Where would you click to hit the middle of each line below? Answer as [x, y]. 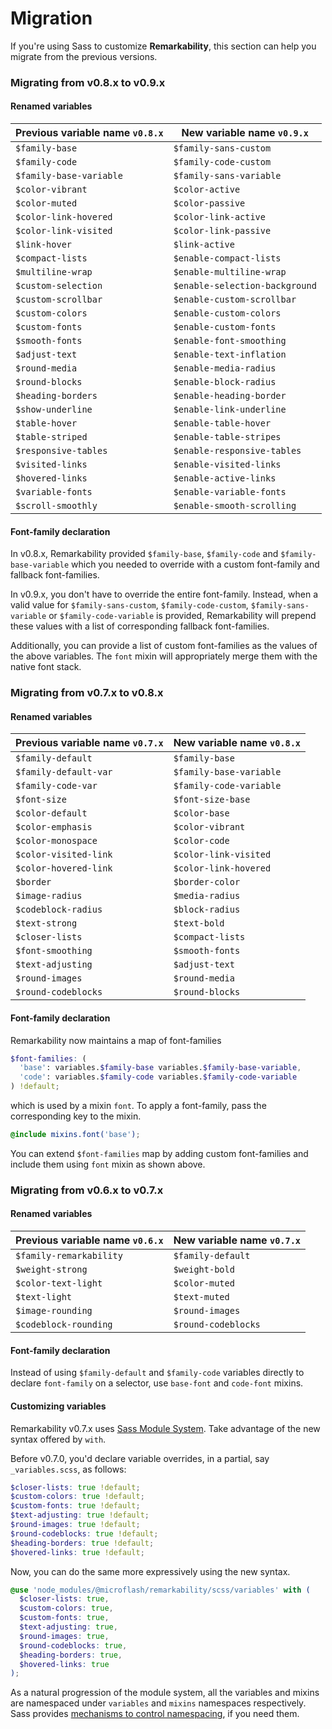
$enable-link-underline [230, 410]
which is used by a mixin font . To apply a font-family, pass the [138, 1106]
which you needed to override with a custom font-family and [195, 564]
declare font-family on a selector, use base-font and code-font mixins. [157, 1383]
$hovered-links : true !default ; [77, 1552]
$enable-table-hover [222, 423]
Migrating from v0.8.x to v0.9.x [88, 82]
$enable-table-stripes [227, 437]
